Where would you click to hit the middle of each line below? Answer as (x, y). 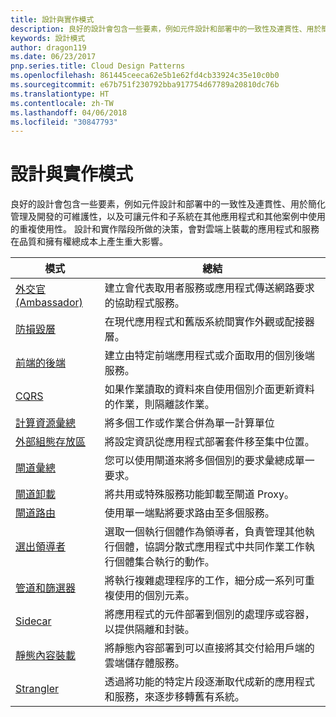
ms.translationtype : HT (60, 94)
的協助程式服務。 (144, 303)
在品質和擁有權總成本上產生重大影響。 (89, 242)
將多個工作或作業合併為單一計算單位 (189, 423)
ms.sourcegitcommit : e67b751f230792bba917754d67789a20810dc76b (145, 85)
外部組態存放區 (51, 442)
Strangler (37, 689)
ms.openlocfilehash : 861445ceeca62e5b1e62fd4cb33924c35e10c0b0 (145, 76)
